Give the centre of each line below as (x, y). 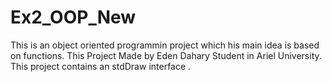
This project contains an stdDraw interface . (101, 66)
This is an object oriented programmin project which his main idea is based (165, 45)
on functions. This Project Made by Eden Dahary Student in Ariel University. (166, 55)
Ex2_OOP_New (73, 17)
